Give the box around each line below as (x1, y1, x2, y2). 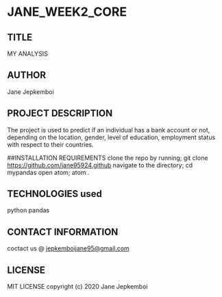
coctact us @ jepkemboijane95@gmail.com (7, 244, 130, 252)
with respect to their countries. (7, 140, 94, 148)
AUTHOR (7, 69, 47, 81)
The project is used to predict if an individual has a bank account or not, (7, 126, 210, 134)
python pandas (7, 206, 50, 215)
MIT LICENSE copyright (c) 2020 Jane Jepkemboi (7, 283, 148, 291)
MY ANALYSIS (7, 49, 48, 58)
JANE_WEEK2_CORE (7, 4, 127, 20)
